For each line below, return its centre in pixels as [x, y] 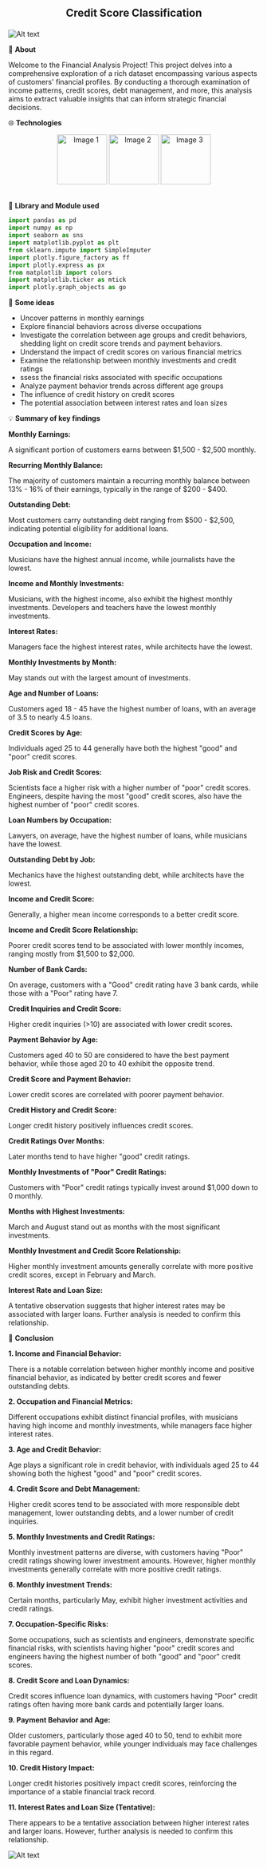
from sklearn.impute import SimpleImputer [80, 250]
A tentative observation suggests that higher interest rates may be [117, 1306]
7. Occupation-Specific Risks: [59, 1624]
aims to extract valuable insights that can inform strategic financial [118, 99]
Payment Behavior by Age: [53, 1040]
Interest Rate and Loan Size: [56, 1290]
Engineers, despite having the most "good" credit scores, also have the [125, 796]
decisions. [25, 108]
